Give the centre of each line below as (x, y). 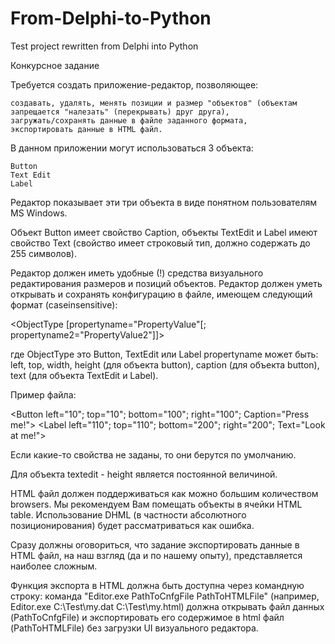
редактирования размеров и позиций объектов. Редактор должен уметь (166, 283)
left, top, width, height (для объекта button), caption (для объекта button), (165, 364)
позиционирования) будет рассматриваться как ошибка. (132, 525)
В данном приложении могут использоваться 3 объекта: (132, 148)
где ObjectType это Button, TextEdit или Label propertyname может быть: (164, 354)
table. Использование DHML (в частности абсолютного (128, 514)
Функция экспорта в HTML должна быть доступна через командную (157, 585)
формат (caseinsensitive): (64, 304)
